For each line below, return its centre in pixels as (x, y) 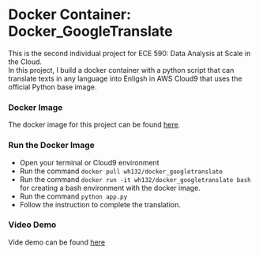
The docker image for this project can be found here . (94, 125)
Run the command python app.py (73, 196)
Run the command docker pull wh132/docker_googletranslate (121, 171)
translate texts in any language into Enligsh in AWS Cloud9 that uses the (125, 78)
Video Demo (32, 225)
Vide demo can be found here (56, 242)
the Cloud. (25, 62)
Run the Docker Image (51, 146)
